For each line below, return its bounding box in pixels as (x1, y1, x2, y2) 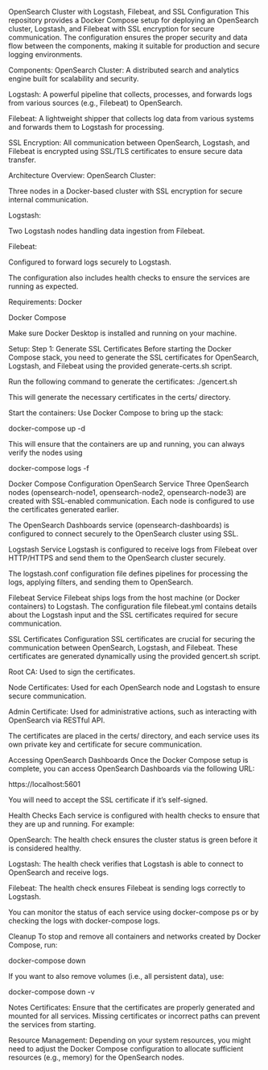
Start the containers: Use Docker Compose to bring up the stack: (8, 408, 224, 418)
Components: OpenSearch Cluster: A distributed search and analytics (8, 65, 240, 75)
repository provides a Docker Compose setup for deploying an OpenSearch (8, 15, 259, 25)
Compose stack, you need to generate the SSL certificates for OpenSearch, (8, 352, 259, 362)
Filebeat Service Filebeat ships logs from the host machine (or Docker (8, 593, 240, 602)
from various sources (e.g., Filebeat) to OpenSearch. (8, 98, 183, 107)
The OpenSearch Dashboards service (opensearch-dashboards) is (8, 520, 229, 530)
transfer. (8, 155, 36, 164)
